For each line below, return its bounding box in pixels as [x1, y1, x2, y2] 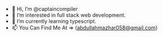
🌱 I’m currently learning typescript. [11, 18, 96, 24]
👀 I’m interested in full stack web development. [11, 12, 126, 18]
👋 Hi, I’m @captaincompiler [11, 6, 78, 12]
